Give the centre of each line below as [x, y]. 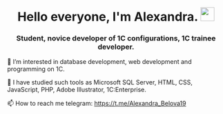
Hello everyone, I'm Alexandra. [107, 17]
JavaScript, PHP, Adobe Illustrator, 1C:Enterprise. [77, 90]
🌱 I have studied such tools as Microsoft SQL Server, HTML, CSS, [100, 82]
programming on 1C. [36, 69]
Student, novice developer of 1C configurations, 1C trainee [116, 38]
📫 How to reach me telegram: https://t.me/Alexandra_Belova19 [97, 104]
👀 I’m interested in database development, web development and [99, 62]
